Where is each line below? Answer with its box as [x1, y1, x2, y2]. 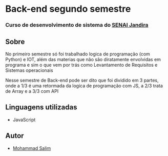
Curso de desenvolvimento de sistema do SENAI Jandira [5, 22, 149, 29]
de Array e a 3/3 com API [5, 88, 59, 94]
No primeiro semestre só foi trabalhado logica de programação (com [5, 51, 150, 57]
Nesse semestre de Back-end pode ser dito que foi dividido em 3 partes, [5, 77, 159, 83]
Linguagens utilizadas [5, 103, 78, 112]
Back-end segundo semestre [5, 3, 131, 15]
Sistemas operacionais [5, 67, 53, 73]
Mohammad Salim [12, 145, 51, 151]
